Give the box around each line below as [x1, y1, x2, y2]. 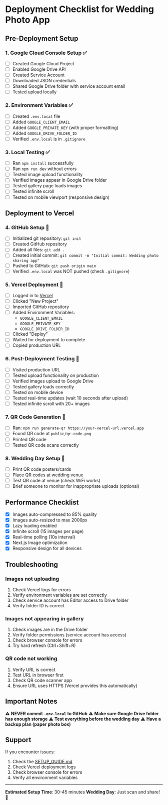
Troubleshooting [5, 560, 58, 569]
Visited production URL [12, 366, 60, 372]
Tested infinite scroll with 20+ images [12, 400, 90, 407]
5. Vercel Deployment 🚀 [5, 281, 63, 288]
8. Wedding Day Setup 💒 [5, 455, 65, 462]
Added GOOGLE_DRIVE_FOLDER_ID [12, 130, 77, 136]
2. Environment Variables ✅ [5, 102, 73, 109]
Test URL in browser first [12, 672, 64, 678]
